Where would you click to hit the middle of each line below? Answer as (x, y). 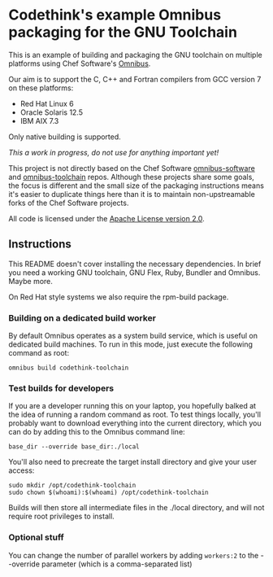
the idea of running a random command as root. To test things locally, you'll (135, 415)
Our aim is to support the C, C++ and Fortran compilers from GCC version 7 (135, 79)
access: (22, 470)
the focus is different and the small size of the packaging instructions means (136, 186)
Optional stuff (37, 537)
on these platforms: (41, 88)
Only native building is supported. (65, 137)
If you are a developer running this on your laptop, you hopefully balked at (132, 406)
